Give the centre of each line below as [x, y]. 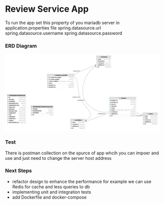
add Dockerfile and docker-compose [49, 197]
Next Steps [19, 171]
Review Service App [47, 9]
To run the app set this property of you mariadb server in [62, 23]
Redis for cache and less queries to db [51, 187]
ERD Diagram [21, 46]
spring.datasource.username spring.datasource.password [64, 33]
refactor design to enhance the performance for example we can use [82, 181]
